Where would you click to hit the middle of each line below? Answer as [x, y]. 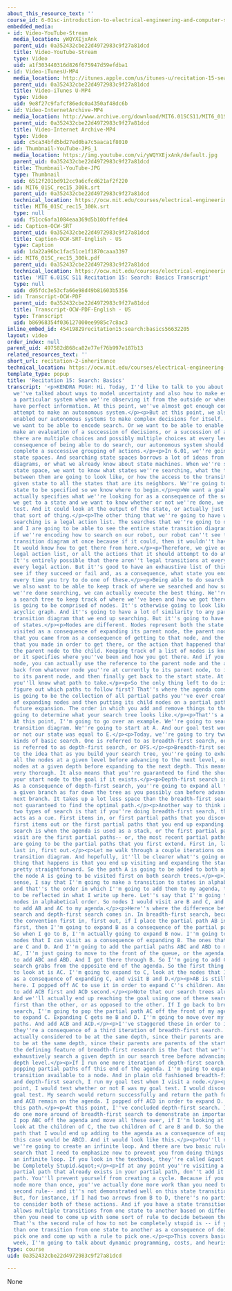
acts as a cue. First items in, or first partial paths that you [109, 818]
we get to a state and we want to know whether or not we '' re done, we [119, 503]
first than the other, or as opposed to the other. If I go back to [114, 1004]
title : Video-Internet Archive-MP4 [65, 129]
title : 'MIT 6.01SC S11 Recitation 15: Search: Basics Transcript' [113, 278]
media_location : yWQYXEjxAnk [55, 39]
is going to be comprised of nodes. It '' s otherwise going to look [113, 606]
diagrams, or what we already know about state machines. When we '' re [117, 464]
